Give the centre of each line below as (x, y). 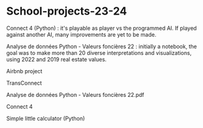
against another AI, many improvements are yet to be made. (81, 34)
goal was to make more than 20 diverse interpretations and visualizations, (99, 52)
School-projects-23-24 (67, 11)
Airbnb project (24, 71)
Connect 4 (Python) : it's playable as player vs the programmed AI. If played (101, 28)
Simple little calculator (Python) (46, 118)
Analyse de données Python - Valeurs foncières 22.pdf (75, 94)
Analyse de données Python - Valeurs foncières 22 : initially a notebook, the (101, 46)
